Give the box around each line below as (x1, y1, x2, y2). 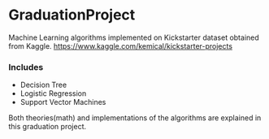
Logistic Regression (20, 89, 87, 98)
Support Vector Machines (20, 98, 106, 107)
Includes (8, 61, 44, 72)
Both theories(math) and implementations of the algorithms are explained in (8, 113, 262, 123)
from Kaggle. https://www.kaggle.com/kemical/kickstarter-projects (8, 41, 233, 50)
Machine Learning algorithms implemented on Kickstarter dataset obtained (8, 33, 260, 42)
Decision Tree (20, 80, 67, 90)
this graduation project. (8, 122, 87, 132)
